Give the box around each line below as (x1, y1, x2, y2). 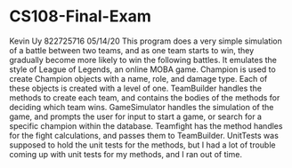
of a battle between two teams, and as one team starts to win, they (9, 44, 255, 55)
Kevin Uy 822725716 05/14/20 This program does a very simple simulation (9, 36, 283, 46)
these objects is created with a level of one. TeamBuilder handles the (9, 83, 263, 93)
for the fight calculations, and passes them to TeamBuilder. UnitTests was (9, 130, 279, 140)
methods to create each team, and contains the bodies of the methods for (9, 92, 280, 103)
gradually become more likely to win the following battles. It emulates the (9, 54, 278, 65)
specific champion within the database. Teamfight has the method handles (9, 120, 283, 131)
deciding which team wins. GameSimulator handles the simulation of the (9, 101, 274, 112)
